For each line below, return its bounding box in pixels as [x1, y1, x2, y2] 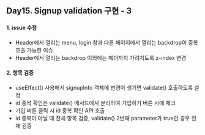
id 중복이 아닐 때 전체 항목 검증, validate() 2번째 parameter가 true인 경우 [15, 114, 190, 122]
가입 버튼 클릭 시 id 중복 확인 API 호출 [15, 106, 105, 114]
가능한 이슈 [26, 46, 53, 54]
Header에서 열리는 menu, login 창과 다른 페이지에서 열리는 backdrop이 [15, 38, 187, 46]
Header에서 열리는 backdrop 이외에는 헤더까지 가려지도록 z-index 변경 [15, 54, 187, 61]
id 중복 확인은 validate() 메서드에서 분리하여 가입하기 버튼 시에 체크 [15, 99, 176, 106]
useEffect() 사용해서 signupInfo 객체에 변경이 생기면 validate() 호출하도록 [15, 84, 193, 91]
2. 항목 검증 [6, 69, 34, 76]
